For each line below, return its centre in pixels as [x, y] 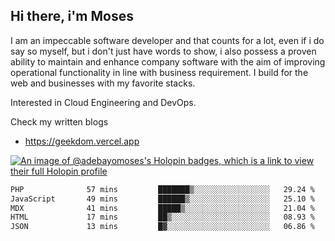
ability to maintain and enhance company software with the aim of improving [168, 61]
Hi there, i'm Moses [72, 16]
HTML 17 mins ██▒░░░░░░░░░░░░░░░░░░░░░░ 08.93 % [162, 217]
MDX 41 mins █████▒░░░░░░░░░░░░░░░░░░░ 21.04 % [162, 208]
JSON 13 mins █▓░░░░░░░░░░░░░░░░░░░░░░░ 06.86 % [162, 227]
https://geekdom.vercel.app [82, 141]
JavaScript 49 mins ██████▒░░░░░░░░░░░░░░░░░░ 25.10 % [162, 199]
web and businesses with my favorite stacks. [103, 83]
